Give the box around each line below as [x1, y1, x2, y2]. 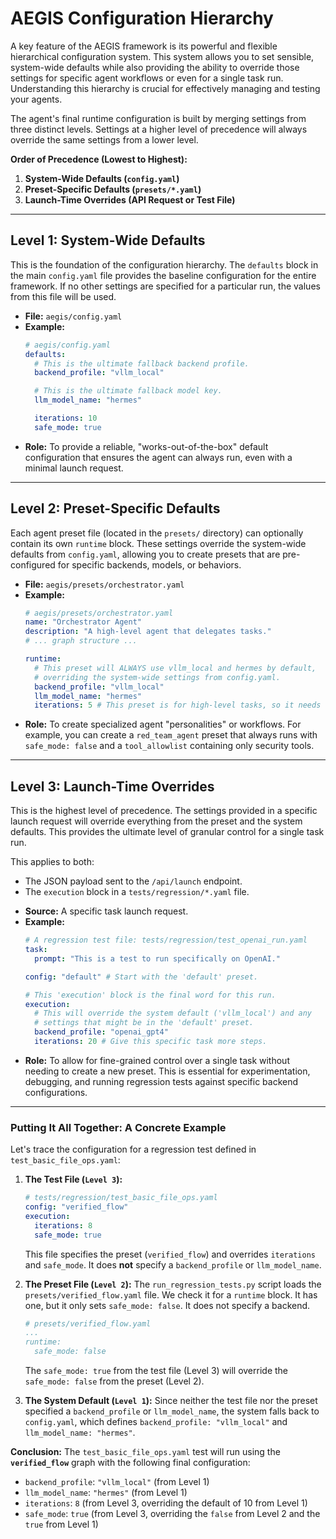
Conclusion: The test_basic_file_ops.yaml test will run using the [10, 1446, 281, 1458]
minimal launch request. [24, 462, 124, 474]
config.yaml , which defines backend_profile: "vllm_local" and [24, 1416, 288, 1428]
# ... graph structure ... [24, 636, 138, 646]
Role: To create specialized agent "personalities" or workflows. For [24, 718, 302, 731]
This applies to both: [10, 856, 95, 868]
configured [10, 558, 56, 571]
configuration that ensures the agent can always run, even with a [24, 451, 293, 463]
